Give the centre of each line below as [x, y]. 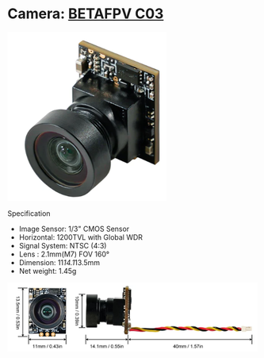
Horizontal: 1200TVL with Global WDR [81, 237]
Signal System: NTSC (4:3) [63, 245]
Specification [29, 213]
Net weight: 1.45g [48, 271]
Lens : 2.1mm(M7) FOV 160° [64, 254]
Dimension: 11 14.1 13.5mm [59, 262]
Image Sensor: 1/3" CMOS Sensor [74, 229]
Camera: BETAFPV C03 [86, 14]
